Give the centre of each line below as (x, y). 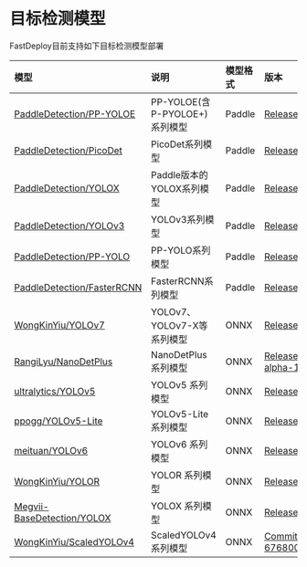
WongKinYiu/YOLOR (57, 481)
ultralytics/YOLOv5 (55, 391)
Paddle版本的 (179, 174)
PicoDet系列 (177, 144)
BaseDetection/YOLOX (63, 518)
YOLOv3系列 (178, 219)
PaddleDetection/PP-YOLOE (75, 113)
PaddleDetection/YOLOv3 (69, 226)
